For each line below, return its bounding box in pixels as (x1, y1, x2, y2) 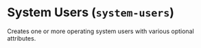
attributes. (7, 34, 36, 42)
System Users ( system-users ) (7, 5, 175, 20)
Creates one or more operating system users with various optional (7, 27, 194, 35)
